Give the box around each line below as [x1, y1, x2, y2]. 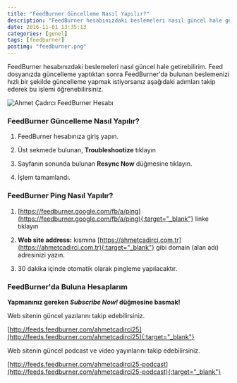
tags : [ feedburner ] [7, 37, 65, 44]
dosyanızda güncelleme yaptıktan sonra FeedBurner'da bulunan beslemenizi [7, 70, 230, 78]
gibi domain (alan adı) [156, 243, 219, 251]
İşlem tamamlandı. [17, 174, 71, 182]
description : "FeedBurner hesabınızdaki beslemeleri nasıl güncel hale [7, 17, 222, 24]
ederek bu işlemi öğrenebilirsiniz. [7, 85, 104, 93]
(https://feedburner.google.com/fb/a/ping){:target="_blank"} [17, 214, 194, 223]
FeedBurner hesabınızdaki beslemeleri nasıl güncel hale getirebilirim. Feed [7, 63, 224, 71]
